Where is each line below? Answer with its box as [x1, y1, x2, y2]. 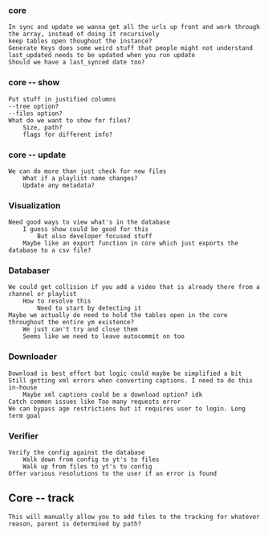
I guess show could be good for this [22, 225, 149, 233]
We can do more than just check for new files [8, 167, 167, 175]
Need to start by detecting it [37, 304, 142, 312]
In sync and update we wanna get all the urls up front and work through [8, 23, 261, 31]
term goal [8, 411, 42, 419]
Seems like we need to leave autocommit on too [22, 332, 185, 340]
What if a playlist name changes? [22, 174, 138, 182]
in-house [8, 383, 38, 391]
